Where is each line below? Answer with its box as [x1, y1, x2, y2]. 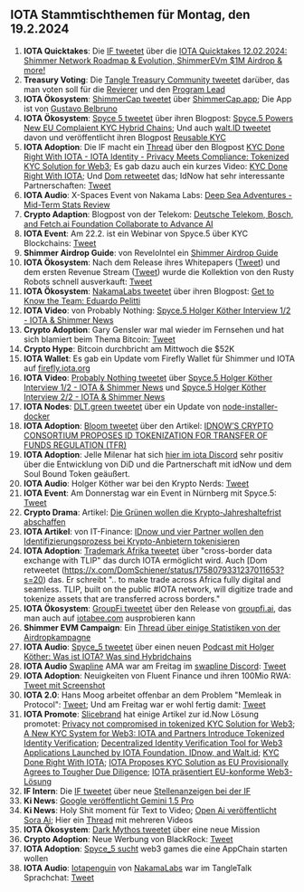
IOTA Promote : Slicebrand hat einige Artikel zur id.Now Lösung [23, 708, 259, 719]
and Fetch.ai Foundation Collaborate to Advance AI [23, 218, 214, 229]
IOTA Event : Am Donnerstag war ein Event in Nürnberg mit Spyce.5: [23, 488, 277, 498]
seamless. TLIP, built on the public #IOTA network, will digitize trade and [23, 584, 293, 594]
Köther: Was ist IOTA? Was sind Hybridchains [23, 650, 193, 661]
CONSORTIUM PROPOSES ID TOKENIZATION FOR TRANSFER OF [23, 430, 268, 441]
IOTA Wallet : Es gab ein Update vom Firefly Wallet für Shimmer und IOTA [23, 353, 295, 364]
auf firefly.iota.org [23, 362, 91, 374]
